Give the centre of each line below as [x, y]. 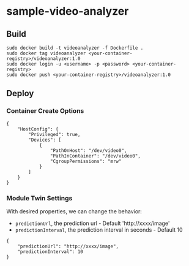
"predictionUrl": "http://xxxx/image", [68, 246]
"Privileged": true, [54, 134]
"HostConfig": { [38, 129]
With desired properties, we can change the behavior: [74, 211]
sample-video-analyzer [68, 11]
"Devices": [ [45, 140]
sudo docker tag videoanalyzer [46, 53]
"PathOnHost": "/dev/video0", [88, 150]
